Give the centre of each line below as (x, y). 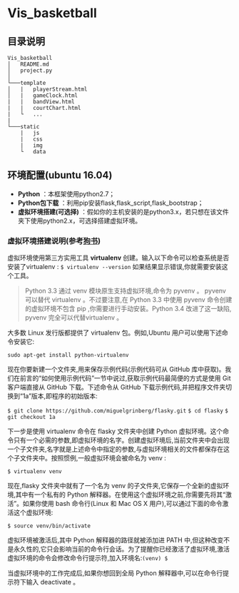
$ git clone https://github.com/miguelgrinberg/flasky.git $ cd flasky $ (118, 411)
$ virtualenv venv (35, 472)
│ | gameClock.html (43, 96)
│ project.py (30, 71)
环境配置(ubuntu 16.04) (60, 175)
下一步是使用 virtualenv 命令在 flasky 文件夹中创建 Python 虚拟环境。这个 (115, 431)
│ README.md (29, 64)
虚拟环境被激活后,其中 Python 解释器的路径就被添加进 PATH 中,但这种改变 (116, 540)
